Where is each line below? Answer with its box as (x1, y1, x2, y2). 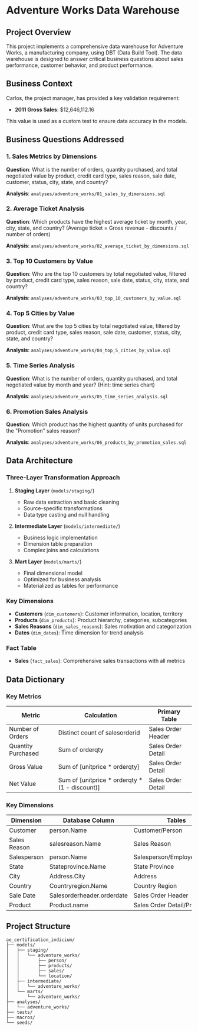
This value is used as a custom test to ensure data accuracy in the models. (6, 117, 187, 124)
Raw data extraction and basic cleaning (23, 498, 120, 505)
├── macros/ (6, 1014, 35, 1021)
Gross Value (9, 762, 43, 771)
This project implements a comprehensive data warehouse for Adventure (6, 43, 184, 50)
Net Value (9, 779, 37, 788)
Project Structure (6, 921, 71, 931)
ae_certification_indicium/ (6, 937, 75, 943)
